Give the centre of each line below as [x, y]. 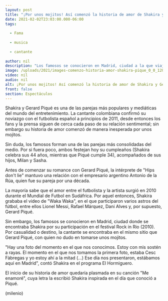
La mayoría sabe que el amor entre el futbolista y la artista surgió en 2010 [81, 191]
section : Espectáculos [29, 94]
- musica [19, 43]
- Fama [16, 33]
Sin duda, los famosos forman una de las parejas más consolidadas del [78, 144]
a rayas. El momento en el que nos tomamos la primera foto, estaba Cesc [80, 253]
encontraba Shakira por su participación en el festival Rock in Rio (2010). [80, 227]
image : [12, 71]
